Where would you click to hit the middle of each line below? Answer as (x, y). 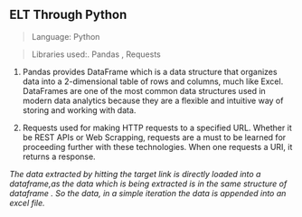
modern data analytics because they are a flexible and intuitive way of (153, 100)
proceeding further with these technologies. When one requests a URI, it (157, 146)
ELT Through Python (68, 15)
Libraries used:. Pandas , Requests (96, 54)
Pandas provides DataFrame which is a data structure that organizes (150, 71)
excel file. (27, 203)
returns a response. (59, 156)
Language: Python (66, 36)
